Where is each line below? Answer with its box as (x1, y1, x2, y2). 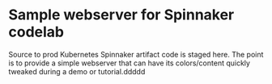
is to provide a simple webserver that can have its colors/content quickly (8, 58, 251, 68)
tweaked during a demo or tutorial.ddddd (8, 66, 146, 76)
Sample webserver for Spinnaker (8, 6, 235, 24)
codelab (8, 23, 65, 41)
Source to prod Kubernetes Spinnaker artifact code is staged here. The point (8, 49, 264, 59)
